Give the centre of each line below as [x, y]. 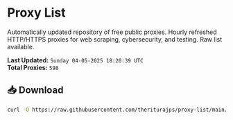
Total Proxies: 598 [33, 67]
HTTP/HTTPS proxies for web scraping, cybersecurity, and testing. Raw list [115, 39]
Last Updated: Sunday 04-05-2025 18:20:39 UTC [75, 60]
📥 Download [35, 91]
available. [21, 46]
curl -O [18, 110]
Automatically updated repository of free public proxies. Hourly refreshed [112, 32]
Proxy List [36, 13]
